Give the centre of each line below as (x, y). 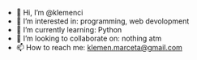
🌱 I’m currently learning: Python (69, 30)
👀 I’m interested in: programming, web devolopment (103, 21)
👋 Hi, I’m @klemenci (49, 13)
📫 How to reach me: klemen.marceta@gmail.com (99, 47)
